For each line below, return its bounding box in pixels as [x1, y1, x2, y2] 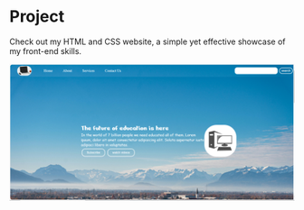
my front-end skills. [9, 45, 82, 56]
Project [9, 6, 65, 27]
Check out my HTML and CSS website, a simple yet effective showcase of [9, 36, 286, 47]
